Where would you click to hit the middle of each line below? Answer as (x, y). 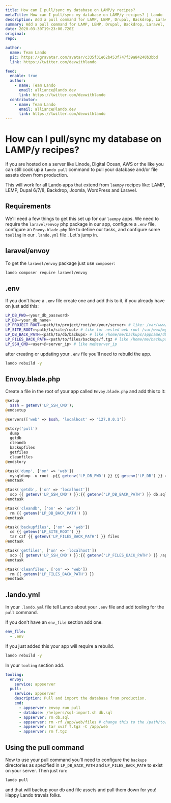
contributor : (24, 100)
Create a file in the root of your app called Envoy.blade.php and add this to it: (85, 392)
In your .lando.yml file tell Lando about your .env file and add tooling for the (85, 607)
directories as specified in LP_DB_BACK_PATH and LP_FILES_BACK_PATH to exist (84, 765)
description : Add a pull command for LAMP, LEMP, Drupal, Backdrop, (79, 19)
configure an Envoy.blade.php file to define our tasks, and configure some (83, 229)
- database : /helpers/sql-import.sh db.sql (66, 713)
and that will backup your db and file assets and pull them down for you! (81, 790)
